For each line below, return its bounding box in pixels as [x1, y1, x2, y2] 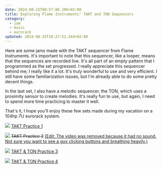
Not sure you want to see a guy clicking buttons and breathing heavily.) [5, 138, 148, 144]
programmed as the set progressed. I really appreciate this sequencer [5, 63, 145, 69]
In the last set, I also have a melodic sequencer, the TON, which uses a [5, 88, 147, 94]
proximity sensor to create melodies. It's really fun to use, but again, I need [5, 93, 155, 99]
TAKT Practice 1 [11, 123, 43, 129]
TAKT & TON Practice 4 [11, 158, 58, 164]
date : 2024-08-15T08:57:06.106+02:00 [5, 7, 82, 12]
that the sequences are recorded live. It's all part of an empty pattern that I [5, 58, 155, 64]
